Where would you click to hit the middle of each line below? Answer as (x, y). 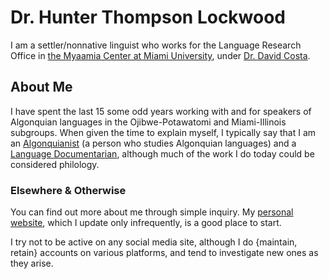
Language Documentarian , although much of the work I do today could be (162, 153)
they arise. (32, 263)
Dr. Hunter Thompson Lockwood (148, 17)
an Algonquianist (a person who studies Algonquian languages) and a (153, 143)
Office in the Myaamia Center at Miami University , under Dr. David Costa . (160, 55)
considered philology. (55, 164)
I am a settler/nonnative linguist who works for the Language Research (156, 45)
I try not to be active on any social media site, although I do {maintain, (154, 242)
